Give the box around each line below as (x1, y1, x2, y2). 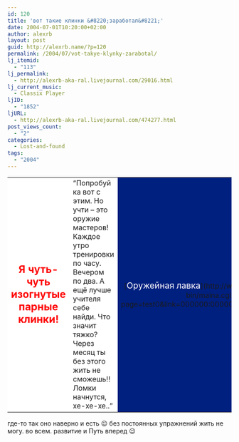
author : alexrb (7, 30, 53, 38)
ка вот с (73, 187, 101, 197)
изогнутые (11, 287, 66, 301)
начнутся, (73, 391, 107, 401)
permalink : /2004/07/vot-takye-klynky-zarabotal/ (7, 51, 158, 58)
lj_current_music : (7, 83, 62, 91)
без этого (73, 356, 106, 366)
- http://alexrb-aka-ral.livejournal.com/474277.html (14, 116, 176, 123)
